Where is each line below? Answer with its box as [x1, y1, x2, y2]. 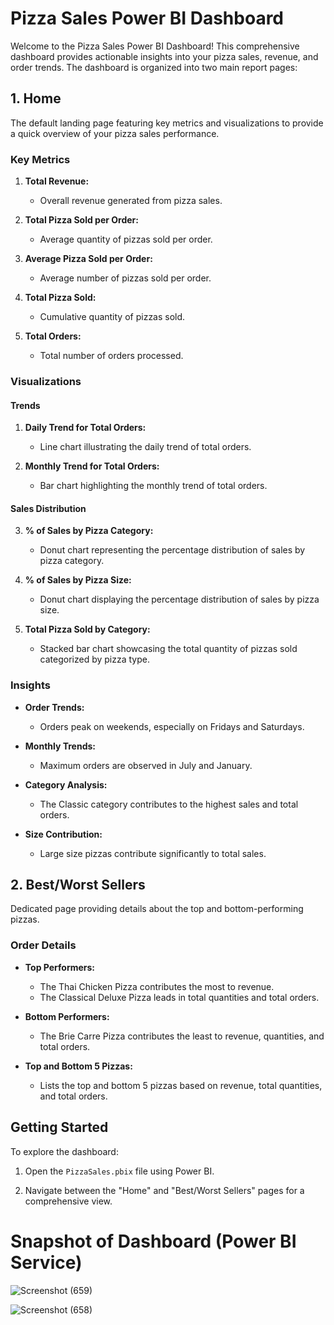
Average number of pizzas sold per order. [39, 272, 212, 284]
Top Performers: [24, 961, 96, 973]
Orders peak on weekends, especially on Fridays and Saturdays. [39, 720, 305, 732]
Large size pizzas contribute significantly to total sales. [39, 847, 267, 859]
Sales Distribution [10, 502, 87, 514]
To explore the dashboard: [10, 1145, 119, 1157]
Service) [10, 1251, 83, 1274]
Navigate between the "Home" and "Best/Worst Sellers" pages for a [24, 1184, 305, 1196]
